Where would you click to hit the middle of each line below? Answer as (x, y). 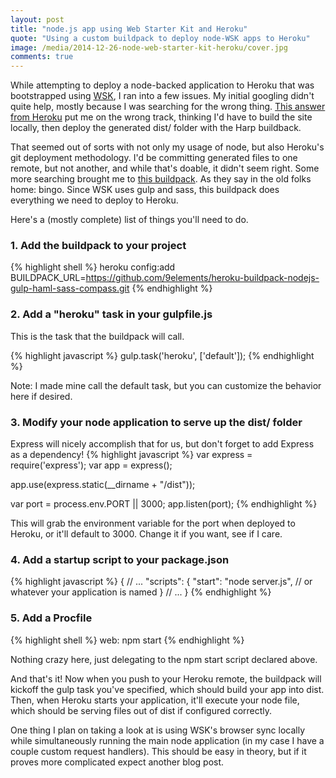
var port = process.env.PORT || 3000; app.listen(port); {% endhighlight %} (164, 504)
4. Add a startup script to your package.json (120, 559)
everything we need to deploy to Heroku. (94, 200)
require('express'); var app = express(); (91, 465)
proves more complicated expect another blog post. (117, 762)
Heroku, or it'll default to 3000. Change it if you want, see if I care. (146, 534)
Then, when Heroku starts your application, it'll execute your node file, (155, 700)
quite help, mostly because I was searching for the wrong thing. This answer (168, 107)
